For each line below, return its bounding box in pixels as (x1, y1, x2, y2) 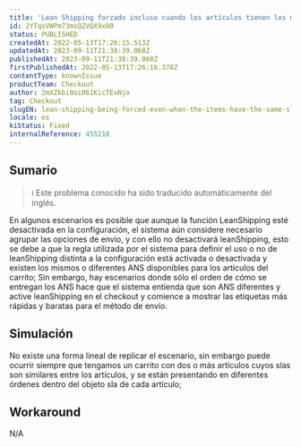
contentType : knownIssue (9, 72, 102, 81)
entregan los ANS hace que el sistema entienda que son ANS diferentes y (9, 281, 281, 292)
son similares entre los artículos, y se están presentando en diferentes (9, 369, 269, 380)
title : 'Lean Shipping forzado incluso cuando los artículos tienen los (9, 13, 287, 22)
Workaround (9, 404, 82, 419)
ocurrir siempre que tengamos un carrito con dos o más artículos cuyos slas (9, 359, 291, 370)
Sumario (9, 163, 58, 178)
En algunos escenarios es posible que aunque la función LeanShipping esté (9, 214, 289, 225)
